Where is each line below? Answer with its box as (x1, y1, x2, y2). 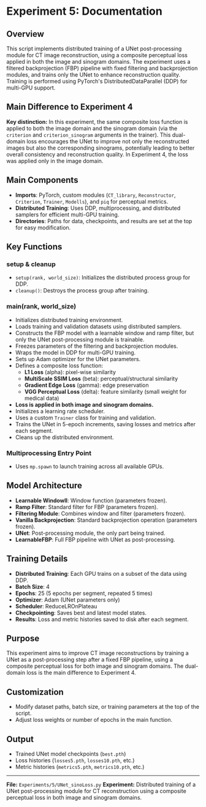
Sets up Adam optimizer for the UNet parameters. (15, 355, 141, 362)
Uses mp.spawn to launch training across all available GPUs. (15, 462, 164, 470)
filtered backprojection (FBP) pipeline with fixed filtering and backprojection (6, 64, 198, 72)
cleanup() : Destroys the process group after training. (15, 287, 149, 294)
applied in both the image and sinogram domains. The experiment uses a (6, 58, 191, 65)
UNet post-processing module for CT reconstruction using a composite (6, 787, 187, 795)
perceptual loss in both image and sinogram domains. (6, 794, 142, 801)
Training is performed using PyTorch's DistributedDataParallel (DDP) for (6, 78, 188, 85)
